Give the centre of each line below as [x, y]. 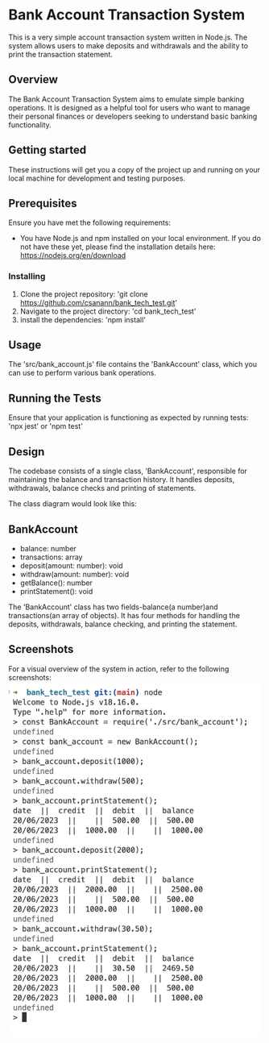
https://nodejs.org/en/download [73, 256]
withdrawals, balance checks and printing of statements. [102, 488]
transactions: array [51, 557]
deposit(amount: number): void [71, 565]
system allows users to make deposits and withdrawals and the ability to [128, 45]
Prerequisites [43, 203]
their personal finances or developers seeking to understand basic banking [133, 116]
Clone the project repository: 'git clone [84, 294]
